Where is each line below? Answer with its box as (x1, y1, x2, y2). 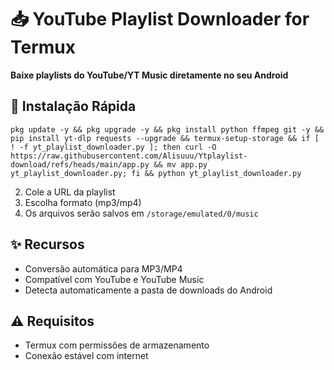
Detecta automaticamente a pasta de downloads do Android (24, 284, 273, 296)
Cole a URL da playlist (24, 186, 116, 198)
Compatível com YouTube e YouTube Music (24, 273, 205, 285)
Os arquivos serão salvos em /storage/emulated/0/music (24, 207, 259, 219)
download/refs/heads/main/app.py (10, 159, 150, 170)
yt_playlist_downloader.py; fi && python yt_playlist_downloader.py (10, 168, 302, 178)
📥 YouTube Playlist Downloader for (10, 8, 310, 31)
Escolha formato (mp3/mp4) (24, 196, 142, 208)
